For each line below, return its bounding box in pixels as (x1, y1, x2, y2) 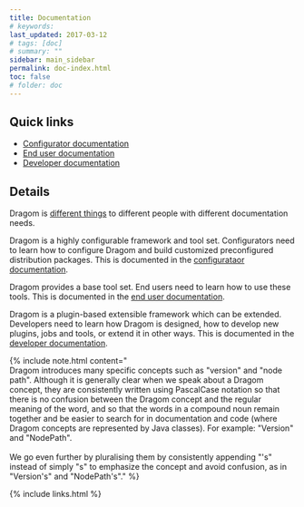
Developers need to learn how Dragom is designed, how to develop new (9, 318, 279, 329)
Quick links (9, 114, 74, 130)
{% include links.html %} (9, 489, 102, 500)
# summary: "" (9, 47, 64, 56)
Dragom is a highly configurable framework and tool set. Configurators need (9, 235, 295, 246)
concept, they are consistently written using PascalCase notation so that (9, 385, 280, 395)
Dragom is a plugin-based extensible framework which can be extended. (9, 309, 282, 320)
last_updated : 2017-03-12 (9, 30, 107, 39)
